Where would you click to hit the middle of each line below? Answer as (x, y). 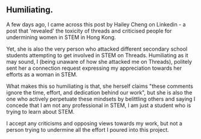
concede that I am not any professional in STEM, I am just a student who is (99, 105)
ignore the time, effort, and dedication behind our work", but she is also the (99, 92)
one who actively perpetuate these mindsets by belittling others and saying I (101, 99)
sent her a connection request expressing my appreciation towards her (94, 68)
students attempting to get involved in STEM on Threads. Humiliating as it (97, 55)
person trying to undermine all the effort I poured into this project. (88, 129)
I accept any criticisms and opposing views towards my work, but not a (94, 123)
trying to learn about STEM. (40, 111)
